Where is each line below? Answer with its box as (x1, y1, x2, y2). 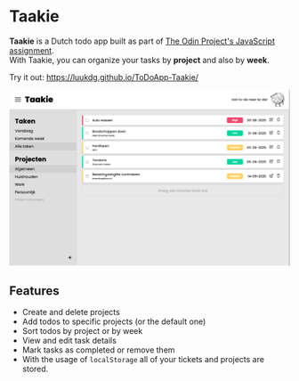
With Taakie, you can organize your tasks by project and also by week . (9, 54, 270, 65)
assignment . (9, 45, 55, 55)
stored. (21, 363, 49, 375)
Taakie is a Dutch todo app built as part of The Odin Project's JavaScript (9, 36, 276, 46)
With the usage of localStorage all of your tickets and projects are (21, 354, 265, 365)
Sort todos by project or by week (21, 326, 143, 336)
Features (9, 283, 60, 298)
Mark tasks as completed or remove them (21, 345, 175, 355)
